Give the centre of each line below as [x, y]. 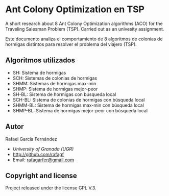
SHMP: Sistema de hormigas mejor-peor [55, 89]
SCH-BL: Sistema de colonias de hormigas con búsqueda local [79, 100]
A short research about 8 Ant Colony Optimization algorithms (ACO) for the [84, 23]
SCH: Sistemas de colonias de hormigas [55, 78]
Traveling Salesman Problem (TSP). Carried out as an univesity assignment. [85, 29]
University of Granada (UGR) [43, 149]
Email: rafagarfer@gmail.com [43, 160]
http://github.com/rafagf [38, 154]
